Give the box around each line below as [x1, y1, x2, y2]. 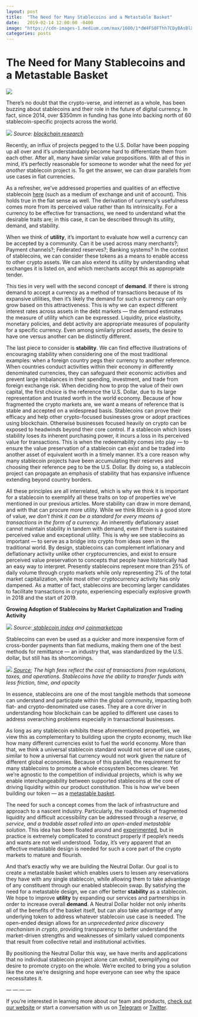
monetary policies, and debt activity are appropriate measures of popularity [6, 320, 190, 328]
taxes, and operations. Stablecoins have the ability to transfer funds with [6, 673, 184, 680]
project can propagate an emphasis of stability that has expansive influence [6, 470, 190, 477]
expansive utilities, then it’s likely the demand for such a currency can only [6, 295, 187, 302]
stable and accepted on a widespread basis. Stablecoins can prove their [6, 407, 181, 414]
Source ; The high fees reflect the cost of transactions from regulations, [13, 667, 187, 674]
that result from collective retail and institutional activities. [6, 938, 146, 946]
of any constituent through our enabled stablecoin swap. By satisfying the [6, 882, 186, 889]
